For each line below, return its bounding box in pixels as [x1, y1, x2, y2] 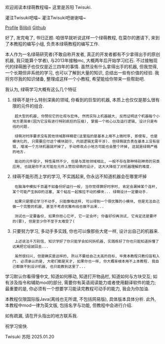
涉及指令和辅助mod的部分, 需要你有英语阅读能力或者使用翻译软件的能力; [9, 280, 156, 285]
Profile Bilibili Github [5, 25, 46, 31]
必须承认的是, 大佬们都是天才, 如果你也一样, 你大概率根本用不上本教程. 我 [20, 259, 156, 264]
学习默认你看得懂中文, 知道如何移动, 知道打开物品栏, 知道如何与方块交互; [5, 274, 152, 279]
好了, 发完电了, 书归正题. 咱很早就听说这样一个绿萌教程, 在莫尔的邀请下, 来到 [5, 35, 160, 40]
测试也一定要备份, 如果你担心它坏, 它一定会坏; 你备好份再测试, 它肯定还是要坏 [14, 214, 157, 219]
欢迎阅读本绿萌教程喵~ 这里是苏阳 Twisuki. [5, 4, 92, 10]
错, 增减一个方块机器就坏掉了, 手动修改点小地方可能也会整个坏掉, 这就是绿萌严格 [12, 144, 158, 149]
